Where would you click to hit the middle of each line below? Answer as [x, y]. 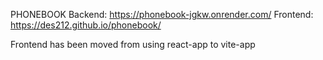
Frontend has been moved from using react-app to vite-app [133, 44]
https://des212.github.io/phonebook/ [86, 25]
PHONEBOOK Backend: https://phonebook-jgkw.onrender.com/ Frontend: [162, 14]
